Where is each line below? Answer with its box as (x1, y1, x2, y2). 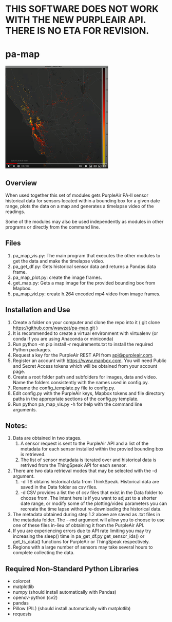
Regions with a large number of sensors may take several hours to (12, 544, 153, 550)
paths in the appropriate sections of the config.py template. (12, 395, 139, 402)
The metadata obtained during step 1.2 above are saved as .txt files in (12, 512, 160, 518)
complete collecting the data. (12, 550, 75, 556)
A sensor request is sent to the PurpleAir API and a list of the (20, 440, 149, 447)
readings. (5, 209, 26, 215)
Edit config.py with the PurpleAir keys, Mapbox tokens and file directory (12, 390, 165, 396)
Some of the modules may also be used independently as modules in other (5, 218, 164, 224)
